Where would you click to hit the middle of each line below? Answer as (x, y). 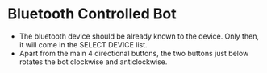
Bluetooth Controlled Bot (92, 14)
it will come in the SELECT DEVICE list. (83, 44)
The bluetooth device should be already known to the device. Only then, (139, 36)
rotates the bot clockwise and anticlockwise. (93, 62)
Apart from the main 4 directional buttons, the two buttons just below (134, 53)
